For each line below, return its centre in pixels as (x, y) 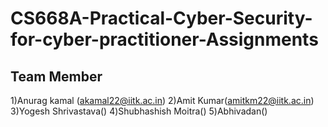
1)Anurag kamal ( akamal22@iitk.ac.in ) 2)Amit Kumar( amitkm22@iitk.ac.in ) (162, 100)
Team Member (56, 76)
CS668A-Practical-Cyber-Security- (161, 18)
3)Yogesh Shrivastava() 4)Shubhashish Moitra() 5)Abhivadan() (139, 111)
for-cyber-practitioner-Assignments (164, 39)
